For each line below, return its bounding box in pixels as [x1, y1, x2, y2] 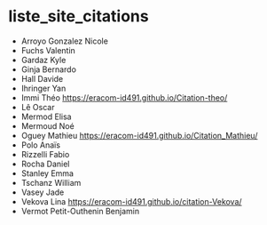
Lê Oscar [20, 101, 55, 112]
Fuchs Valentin [20, 44, 76, 55]
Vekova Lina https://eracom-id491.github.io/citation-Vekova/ [20, 196, 242, 206]
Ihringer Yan [20, 83, 67, 93]
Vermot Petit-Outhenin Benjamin [20, 205, 139, 216]
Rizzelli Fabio [20, 149, 70, 159]
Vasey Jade [20, 187, 65, 197]
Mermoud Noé [20, 120, 75, 131]
